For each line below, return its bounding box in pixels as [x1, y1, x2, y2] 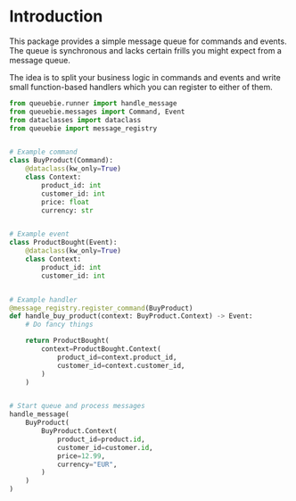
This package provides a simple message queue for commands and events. [9, 36, 287, 46]
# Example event [9, 230, 70, 238]
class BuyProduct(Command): [9, 156, 114, 165]
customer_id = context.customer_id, [56, 361, 185, 370]
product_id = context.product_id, [56, 353, 177, 362]
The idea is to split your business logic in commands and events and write [9, 71, 281, 82]
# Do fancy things [25, 320, 94, 330]
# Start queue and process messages [9, 402, 145, 411]
